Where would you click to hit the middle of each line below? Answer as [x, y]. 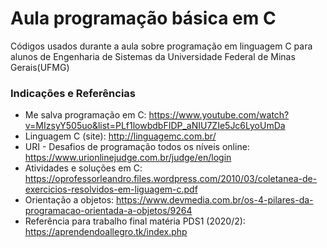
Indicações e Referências [73, 93]
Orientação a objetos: [69, 200]
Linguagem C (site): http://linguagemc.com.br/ [120, 136]
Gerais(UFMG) [40, 67]
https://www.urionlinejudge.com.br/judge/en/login [128, 158]
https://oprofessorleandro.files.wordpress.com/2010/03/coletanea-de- [171, 179]
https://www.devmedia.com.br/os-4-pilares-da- [215, 200]
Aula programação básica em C [143, 18]
